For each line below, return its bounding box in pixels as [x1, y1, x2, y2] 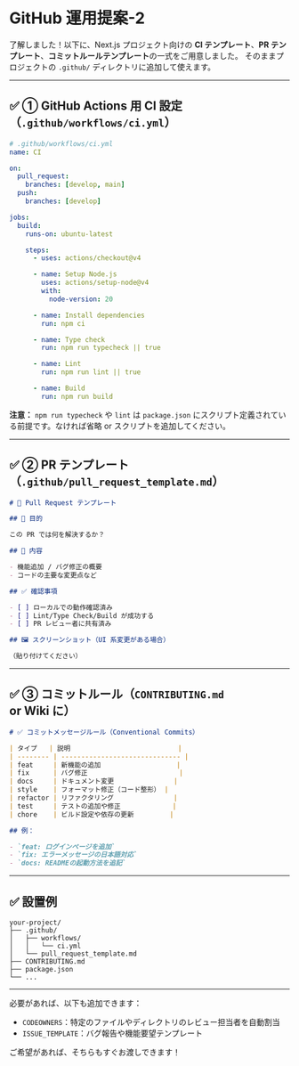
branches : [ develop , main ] [25, 180, 125, 190]
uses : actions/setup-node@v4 [41, 278, 149, 288]
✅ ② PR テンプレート [9, 458, 129, 473]
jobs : [9, 213, 29, 222]
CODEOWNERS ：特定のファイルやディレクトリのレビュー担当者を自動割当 [21, 1016, 280, 1027]
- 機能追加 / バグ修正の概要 [9, 563, 102, 572]
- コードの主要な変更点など [9, 571, 98, 580]
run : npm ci [41, 319, 86, 328]
